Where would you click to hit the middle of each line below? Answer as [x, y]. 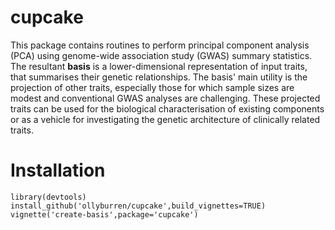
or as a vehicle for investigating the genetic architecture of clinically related [165, 119]
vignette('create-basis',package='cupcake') [104, 214]
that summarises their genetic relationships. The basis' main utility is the [159, 77]
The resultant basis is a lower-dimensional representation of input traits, [159, 66]
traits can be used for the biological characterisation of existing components [167, 108]
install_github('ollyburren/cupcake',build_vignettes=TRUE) [138, 206]
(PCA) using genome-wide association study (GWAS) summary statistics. [161, 55]
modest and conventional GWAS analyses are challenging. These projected [165, 98]
